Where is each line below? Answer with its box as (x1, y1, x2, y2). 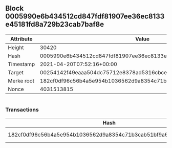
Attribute (10, 35, 33, 43)
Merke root (8, 77, 35, 84)
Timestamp (8, 60, 35, 68)
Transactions (5, 106, 39, 113)
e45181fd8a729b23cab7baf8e (5, 20, 104, 29)
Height (8, 44, 24, 51)
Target (8, 69, 24, 76)
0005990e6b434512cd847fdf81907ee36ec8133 (5, 12, 165, 21)
